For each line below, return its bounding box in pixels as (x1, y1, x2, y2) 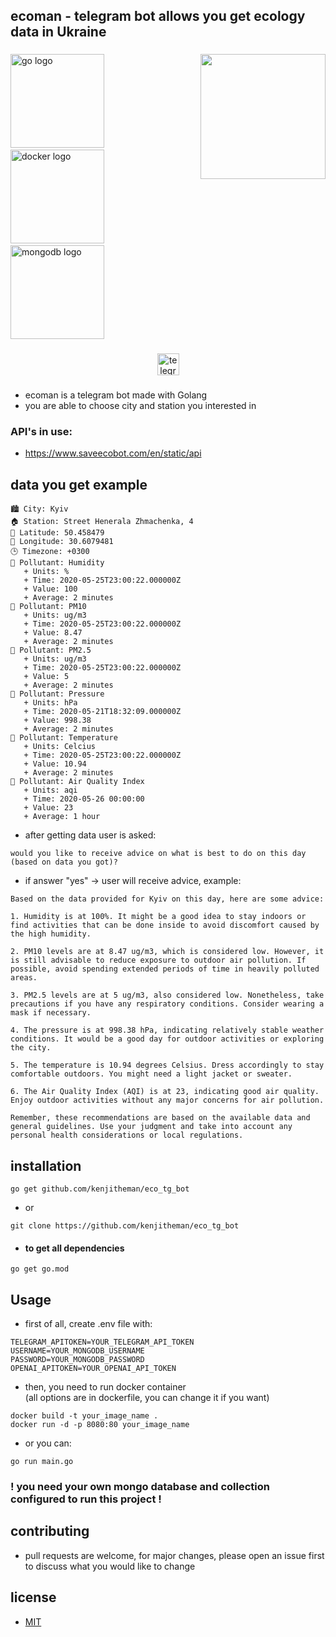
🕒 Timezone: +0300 (10, 547, 90, 557)
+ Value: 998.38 (23, 715, 92, 726)
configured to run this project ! (10, 1492, 162, 1506)
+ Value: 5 (23, 672, 70, 682)
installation (10, 1157, 82, 1174)
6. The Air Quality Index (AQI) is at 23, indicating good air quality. (10, 1087, 320, 1097)
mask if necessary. (10, 1008, 92, 1018)
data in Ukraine (10, 24, 107, 41)
